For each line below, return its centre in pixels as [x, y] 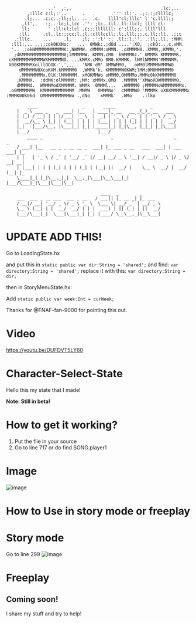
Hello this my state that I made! [43, 390]
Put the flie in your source [46, 441]
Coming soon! [32, 599]
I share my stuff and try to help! [44, 614]
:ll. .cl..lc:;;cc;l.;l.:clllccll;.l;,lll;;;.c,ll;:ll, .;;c [100, 34]
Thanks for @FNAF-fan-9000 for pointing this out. [67, 310]
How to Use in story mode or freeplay [98, 511]
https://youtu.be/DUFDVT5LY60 [45, 350]
